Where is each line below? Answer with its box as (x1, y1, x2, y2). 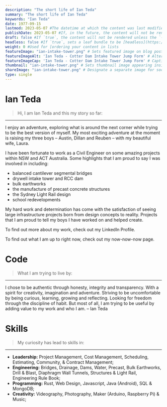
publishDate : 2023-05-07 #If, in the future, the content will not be (5, 30, 155, 35)
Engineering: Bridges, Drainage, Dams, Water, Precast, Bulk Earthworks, (12, 364, 162, 370)
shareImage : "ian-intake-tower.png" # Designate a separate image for (5, 68, 155, 73)
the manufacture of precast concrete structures (12, 186, 110, 192)
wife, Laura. (5, 140, 29, 146)
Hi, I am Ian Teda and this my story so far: (17, 110, 103, 116)
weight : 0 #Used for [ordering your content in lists (5, 44, 119, 49)
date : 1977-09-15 (5, 21, 41, 26)
